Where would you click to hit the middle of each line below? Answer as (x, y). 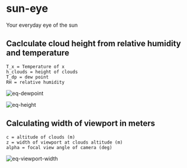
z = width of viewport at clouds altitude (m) (65, 142)
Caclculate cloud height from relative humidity (94, 44)
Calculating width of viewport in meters (81, 123)
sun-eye (27, 9)
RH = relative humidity (36, 82)
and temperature (38, 53)
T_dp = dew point (28, 77)
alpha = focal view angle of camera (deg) (59, 147)
